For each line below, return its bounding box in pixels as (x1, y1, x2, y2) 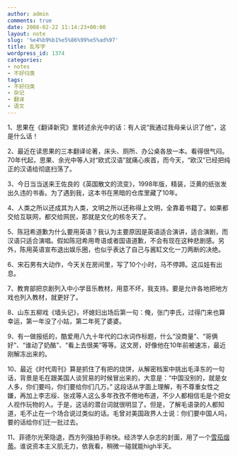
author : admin (7, 10, 50, 18)
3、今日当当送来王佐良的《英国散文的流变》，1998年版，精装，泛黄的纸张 (7, 179, 221, 188)
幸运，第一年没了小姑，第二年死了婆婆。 (7, 317, 125, 325)
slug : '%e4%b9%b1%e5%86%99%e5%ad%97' (7, 37, 119, 44)
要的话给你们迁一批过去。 (7, 417, 82, 426)
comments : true (7, 17, 52, 24)
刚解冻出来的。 (7, 349, 51, 358)
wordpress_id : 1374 (7, 50, 65, 57)
